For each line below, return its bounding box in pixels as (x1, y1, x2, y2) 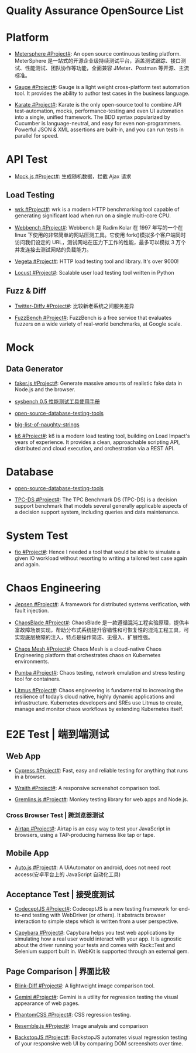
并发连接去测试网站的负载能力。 (14, 246, 92, 253)
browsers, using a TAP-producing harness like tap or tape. (14, 831, 156, 838)
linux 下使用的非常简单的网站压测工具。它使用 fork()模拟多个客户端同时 (14, 231, 186, 238)
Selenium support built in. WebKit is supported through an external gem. (14, 948, 189, 955)
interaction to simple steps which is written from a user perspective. (14, 918, 178, 925)
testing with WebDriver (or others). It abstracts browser (32, 912, 166, 919)
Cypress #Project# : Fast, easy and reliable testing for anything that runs (14, 767, 188, 774)
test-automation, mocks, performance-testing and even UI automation (14, 107, 184, 115)
